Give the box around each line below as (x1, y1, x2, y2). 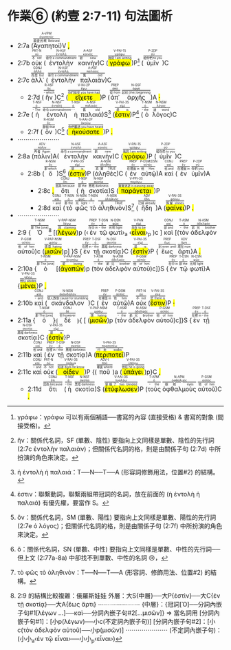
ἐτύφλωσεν (104, 385, 138, 393)
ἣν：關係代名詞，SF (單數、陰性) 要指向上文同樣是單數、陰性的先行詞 (16, 436, 214, 444)
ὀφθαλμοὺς (162, 385, 197, 393)
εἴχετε (67, 93, 100, 101)
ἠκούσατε (68, 127, 104, 136)
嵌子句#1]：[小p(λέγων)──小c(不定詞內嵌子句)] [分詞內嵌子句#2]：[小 (16, 617, 216, 625)
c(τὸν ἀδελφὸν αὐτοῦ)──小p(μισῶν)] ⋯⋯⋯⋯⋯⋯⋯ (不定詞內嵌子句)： (16, 626, 222, 634)
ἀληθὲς (94, 169, 117, 178)
